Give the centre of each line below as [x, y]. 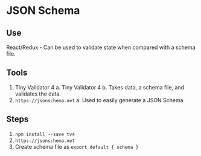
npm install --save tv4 [45, 134]
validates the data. [38, 94]
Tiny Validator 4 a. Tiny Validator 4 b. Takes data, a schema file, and [100, 87]
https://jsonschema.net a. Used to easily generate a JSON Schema [99, 100]
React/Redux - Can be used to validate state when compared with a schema [101, 47]
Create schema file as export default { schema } [77, 146]
